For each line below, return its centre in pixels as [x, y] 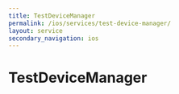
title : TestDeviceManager [52, 16]
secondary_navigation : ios [54, 38]
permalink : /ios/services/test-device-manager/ [90, 23]
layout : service [35, 31]
